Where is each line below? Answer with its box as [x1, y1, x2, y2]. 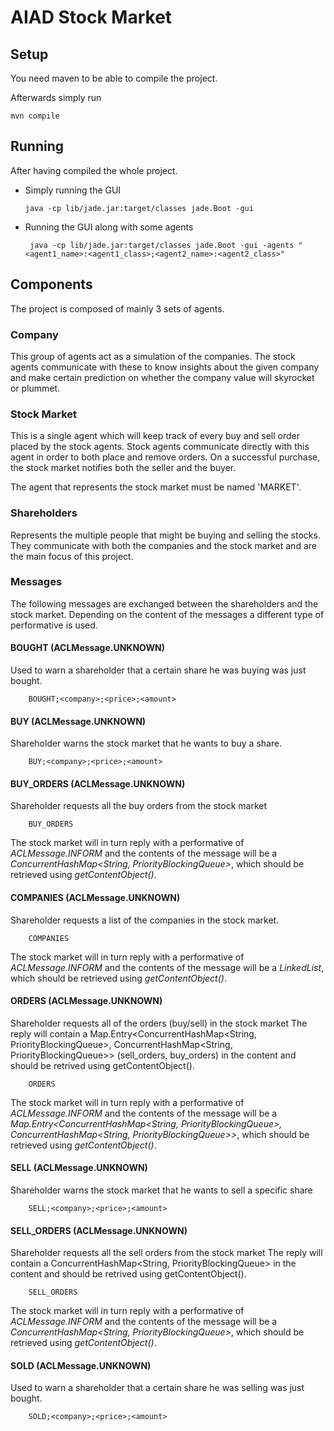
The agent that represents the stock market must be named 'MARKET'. [10, 481, 302, 493]
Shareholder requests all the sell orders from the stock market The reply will [10, 1247, 323, 1259]
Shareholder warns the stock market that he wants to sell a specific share [10, 1184, 313, 1196]
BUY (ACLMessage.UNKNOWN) [10, 715, 147, 727]
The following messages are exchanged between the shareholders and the [10, 597, 319, 610]
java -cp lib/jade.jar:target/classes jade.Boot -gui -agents [29, 240, 295, 250]
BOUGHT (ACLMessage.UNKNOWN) [10, 642, 165, 654]
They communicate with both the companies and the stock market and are [10, 539, 317, 551]
